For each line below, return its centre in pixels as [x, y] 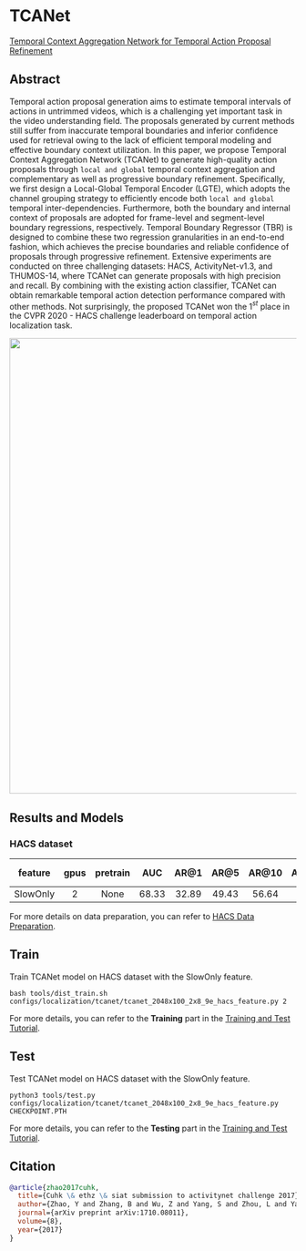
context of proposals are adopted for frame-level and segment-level [137, 217]
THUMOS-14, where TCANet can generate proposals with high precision [145, 275]
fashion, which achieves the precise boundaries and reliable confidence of [149, 246]
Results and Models [67, 818]
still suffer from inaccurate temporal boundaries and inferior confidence [144, 130]
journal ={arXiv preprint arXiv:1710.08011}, [103, 1213]
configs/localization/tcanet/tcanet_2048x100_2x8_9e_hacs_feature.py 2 [148, 1001]
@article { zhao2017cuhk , [55, 1187]
